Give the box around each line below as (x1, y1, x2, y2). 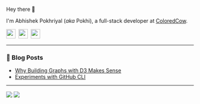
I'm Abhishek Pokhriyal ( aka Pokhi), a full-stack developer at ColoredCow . (6, 17, 188, 24)
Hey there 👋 (6, 6, 36, 13)
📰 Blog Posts (6, 53, 43, 62)
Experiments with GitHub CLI (14, 74, 86, 81)
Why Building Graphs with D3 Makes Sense (14, 67, 121, 74)
